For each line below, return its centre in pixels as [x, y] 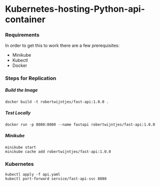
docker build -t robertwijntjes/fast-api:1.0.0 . [57, 102]
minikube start [21, 148]
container [25, 19]
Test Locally [18, 113]
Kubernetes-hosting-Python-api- [75, 9]
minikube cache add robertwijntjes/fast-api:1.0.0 [58, 152]
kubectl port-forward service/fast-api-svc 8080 [56, 179]
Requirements [22, 35]
